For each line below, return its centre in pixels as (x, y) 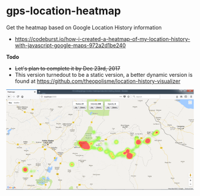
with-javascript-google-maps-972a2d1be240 (70, 45)
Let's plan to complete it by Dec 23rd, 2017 (68, 68)
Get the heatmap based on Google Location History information (84, 27)
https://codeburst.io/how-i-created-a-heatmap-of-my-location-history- (102, 39)
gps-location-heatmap (63, 11)
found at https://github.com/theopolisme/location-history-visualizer (97, 81)
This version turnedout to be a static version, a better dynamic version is (104, 74)
